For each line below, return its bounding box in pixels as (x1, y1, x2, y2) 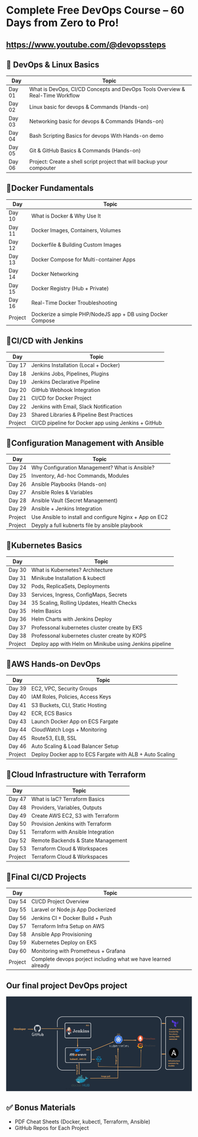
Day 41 (8, 701, 27, 708)
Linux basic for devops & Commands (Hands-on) (29, 103, 149, 110)
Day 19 (8, 378, 27, 385)
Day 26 (8, 480, 27, 488)
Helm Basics (31, 607, 62, 615)
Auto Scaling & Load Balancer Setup (31, 743, 119, 750)
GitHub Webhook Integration (31, 387, 101, 394)
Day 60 (8, 947, 27, 954)
